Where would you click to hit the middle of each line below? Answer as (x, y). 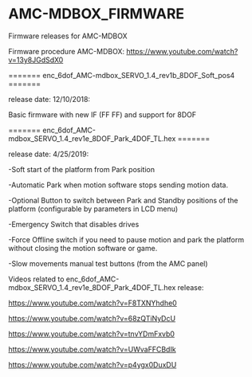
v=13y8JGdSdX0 (36, 60)
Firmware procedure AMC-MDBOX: (67, 51)
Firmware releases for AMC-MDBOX (68, 36)
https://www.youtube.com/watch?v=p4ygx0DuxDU (93, 364)
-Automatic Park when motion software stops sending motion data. (118, 185)
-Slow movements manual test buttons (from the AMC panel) (108, 263)
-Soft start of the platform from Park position (82, 169)
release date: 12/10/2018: (49, 99)
